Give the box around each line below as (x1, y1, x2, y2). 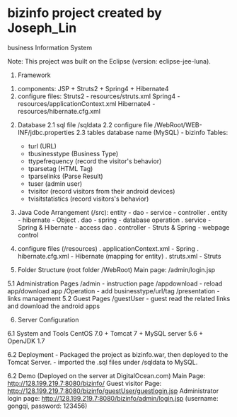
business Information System (7, 43, 93, 52)
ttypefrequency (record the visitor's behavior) (28, 157, 162, 165)
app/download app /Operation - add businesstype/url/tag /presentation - (7, 286, 220, 295)
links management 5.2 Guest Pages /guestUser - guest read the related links (7, 294, 231, 303)
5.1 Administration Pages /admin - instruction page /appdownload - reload (7, 279, 223, 288)
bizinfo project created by (7, 5, 163, 21)
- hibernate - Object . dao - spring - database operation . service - (17, 216, 212, 224)
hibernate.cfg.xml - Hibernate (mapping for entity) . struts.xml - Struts (17, 252, 221, 260)
